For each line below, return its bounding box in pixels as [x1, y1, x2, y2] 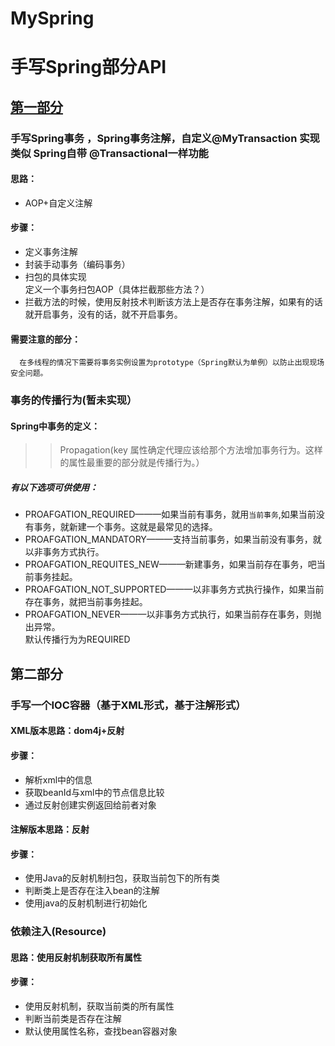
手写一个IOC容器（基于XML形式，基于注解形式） [10, 698, 247, 712]
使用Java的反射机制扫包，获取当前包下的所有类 [24, 872, 221, 884]
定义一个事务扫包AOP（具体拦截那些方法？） [24, 283, 210, 296]
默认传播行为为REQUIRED [24, 633, 131, 646]
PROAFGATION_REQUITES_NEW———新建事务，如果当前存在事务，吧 [24, 558, 317, 571]
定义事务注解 [24, 246, 78, 258]
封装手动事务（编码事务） [24, 258, 131, 271]
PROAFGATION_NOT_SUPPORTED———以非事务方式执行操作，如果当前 [24, 583, 325, 596]
